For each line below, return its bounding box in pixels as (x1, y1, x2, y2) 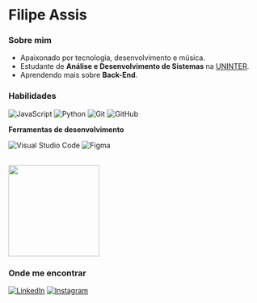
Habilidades (8, 91, 57, 102)
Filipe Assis (8, 6, 87, 24)
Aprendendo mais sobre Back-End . (19, 70, 138, 80)
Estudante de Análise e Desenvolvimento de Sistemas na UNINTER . (19, 62, 250, 71)
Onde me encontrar (8, 267, 86, 279)
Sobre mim (8, 35, 53, 46)
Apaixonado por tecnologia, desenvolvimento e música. (19, 53, 206, 62)
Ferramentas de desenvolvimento (8, 124, 124, 134)
